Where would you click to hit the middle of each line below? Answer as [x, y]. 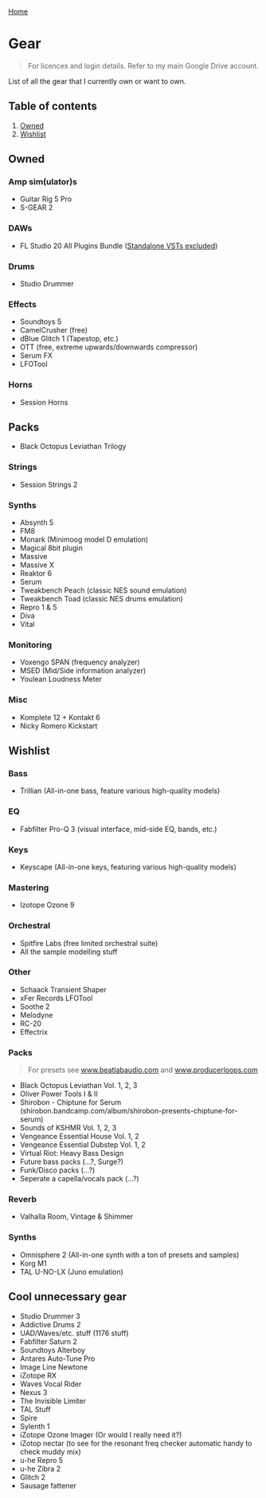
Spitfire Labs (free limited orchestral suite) [89, 943]
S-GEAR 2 [36, 207]
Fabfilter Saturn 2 [49, 1341]
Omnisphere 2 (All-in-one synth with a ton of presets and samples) [129, 1255]
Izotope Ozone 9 [47, 905]
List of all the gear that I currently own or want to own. [97, 81]
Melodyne [36, 1015]
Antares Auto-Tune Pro [57, 1358]
